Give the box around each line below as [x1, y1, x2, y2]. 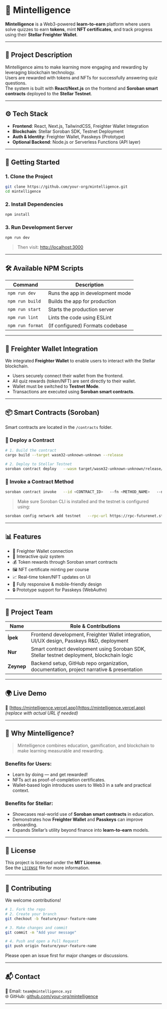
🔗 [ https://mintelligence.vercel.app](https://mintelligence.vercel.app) [5, 705, 146, 711]
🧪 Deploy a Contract [5, 436, 55, 443]
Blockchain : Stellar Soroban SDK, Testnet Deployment [12, 128, 124, 134]
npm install [5, 212, 30, 217]
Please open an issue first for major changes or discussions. [5, 953, 129, 959]
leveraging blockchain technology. [5, 69, 76, 75]
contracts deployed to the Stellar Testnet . [5, 90, 92, 96]
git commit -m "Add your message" [5, 930, 77, 935]
